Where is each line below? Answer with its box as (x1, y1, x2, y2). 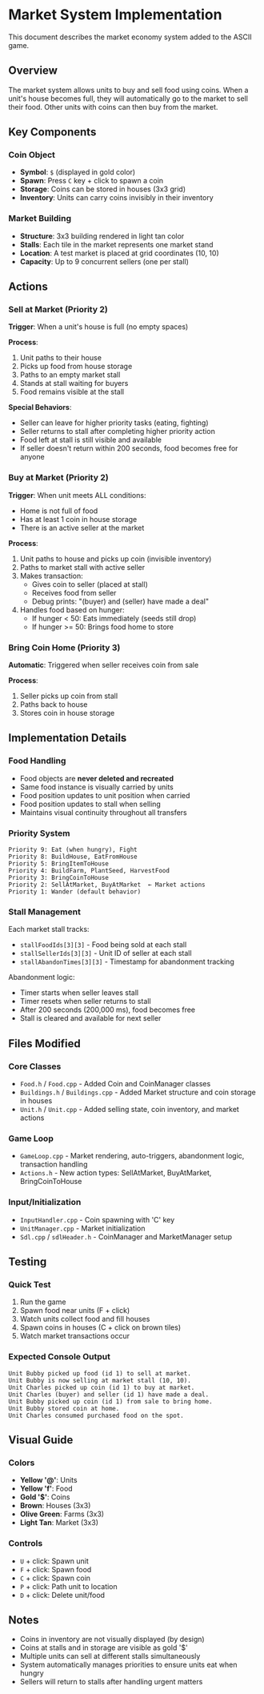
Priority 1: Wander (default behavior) (8, 888, 142, 896)
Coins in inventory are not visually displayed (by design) (19, 1635, 206, 1644)
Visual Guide (8, 1433, 74, 1447)
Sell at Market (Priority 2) (8, 304, 108, 315)
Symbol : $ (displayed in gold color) (19, 167, 136, 177)
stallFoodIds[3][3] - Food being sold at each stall (19, 940, 187, 949)
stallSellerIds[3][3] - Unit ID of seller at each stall (19, 949, 192, 958)
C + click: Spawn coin (19, 1573, 90, 1583)
